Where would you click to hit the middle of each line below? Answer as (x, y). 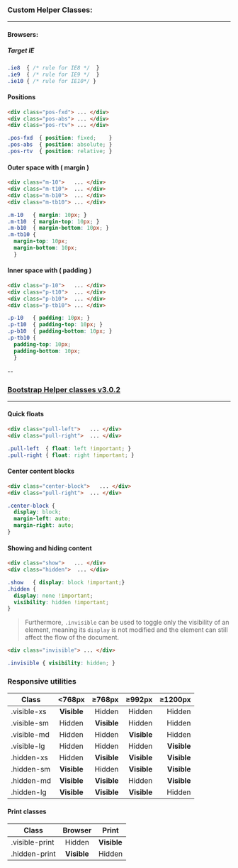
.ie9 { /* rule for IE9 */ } (53, 74)
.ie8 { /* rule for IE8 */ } (53, 68)
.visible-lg (28, 746)
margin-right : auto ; (44, 525)
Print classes (27, 811)
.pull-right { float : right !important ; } (71, 455)
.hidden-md (31, 781)
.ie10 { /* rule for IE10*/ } (52, 81)
